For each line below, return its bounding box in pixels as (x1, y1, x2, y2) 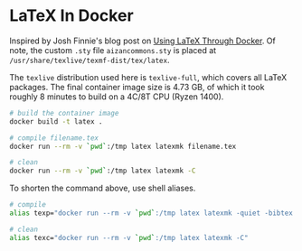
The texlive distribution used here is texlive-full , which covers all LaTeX (9, 71, 288, 82)
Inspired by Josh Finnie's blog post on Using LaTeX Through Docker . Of (9, 35, 276, 46)
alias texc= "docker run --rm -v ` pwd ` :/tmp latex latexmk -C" (9, 233, 249, 242)
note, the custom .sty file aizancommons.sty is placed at (9, 44, 217, 55)
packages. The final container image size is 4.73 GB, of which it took (9, 81, 265, 92)
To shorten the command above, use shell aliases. (9, 182, 196, 194)
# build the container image (9, 108, 119, 117)
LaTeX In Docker (9, 5, 134, 26)
